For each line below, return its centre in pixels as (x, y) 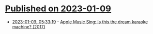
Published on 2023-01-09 (58, 9)
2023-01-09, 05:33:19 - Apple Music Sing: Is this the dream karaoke (80, 22)
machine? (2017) (29, 26)
